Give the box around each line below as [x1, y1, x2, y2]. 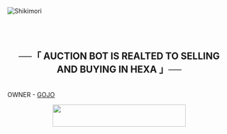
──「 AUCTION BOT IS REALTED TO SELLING [18, 50, 220, 62]
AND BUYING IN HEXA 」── [56, 64, 182, 76]
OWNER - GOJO [7, 90, 55, 99]
